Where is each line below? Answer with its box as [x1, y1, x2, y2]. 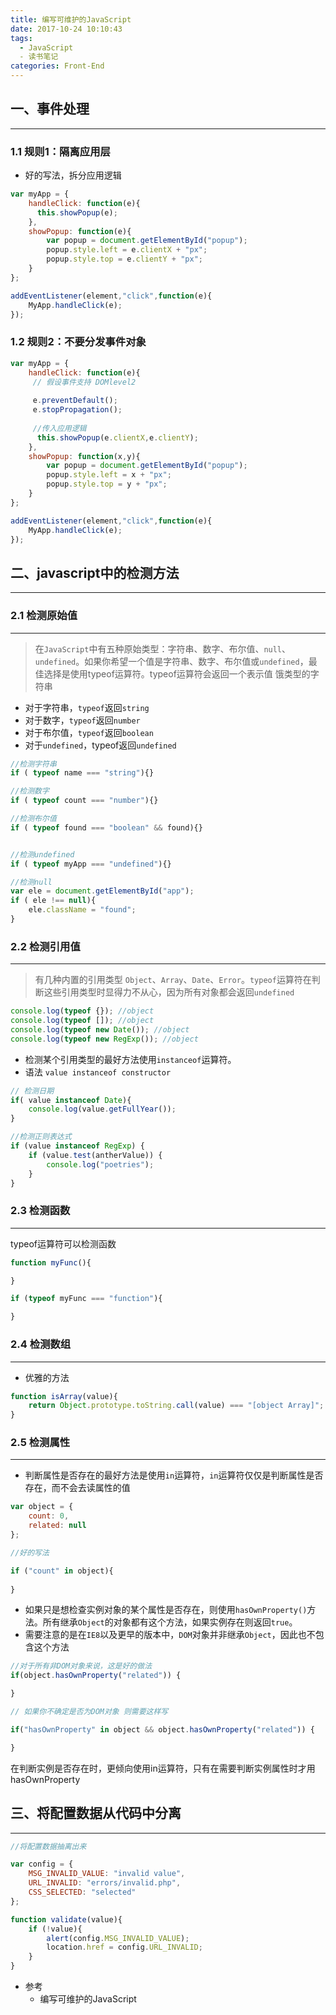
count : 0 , [28, 1511, 70, 1521]
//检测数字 [10, 786, 50, 796]
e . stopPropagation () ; [32, 405, 123, 415]
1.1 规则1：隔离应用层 [10, 144, 111, 158]
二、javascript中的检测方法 [10, 564, 180, 581]
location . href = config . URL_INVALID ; [46, 1942, 203, 1953]
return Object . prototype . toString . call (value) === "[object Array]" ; [28, 1401, 325, 1411]
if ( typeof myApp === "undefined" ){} [10, 859, 172, 869]
